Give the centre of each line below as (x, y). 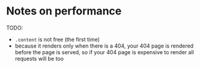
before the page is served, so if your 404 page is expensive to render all (104, 52)
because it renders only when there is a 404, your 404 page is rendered (104, 46)
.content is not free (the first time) (57, 39)
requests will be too (39, 58)
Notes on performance (64, 11)
